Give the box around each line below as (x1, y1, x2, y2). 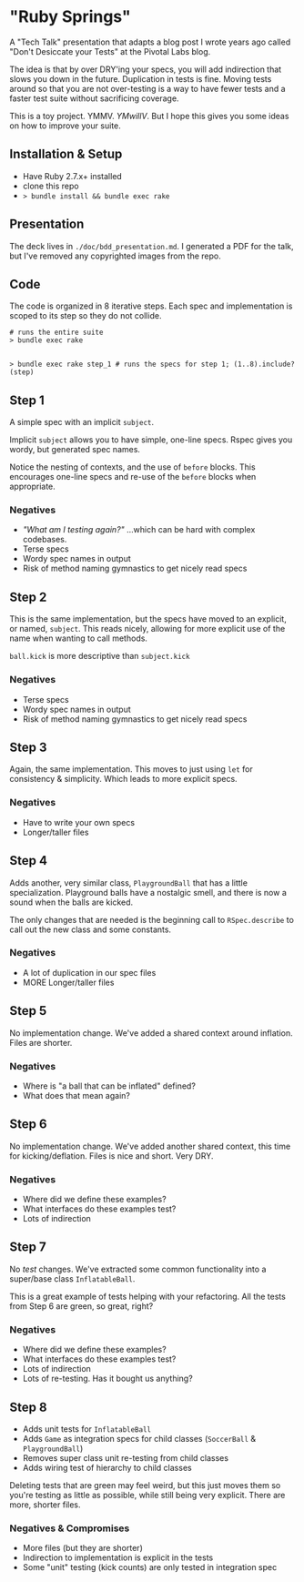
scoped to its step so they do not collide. (9, 310, 162, 321)
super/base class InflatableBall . (9, 1273, 136, 1284)
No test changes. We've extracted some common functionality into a (9, 1263, 267, 1274)
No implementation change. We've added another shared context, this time (9, 1141, 291, 1151)
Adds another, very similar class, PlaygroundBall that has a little (9, 877, 248, 888)
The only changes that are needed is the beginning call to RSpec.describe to (9, 914, 294, 925)
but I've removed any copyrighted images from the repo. (9, 250, 221, 261)
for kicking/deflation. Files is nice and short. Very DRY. (9, 1150, 214, 1161)
